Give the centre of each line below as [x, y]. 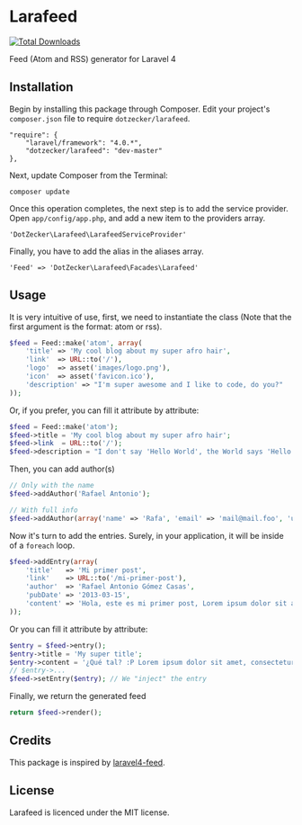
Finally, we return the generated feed [78, 696]
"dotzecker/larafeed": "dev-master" [94, 150]
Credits [31, 741]
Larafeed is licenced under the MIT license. [89, 812]
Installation [41, 87]
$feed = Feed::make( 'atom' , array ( [76, 343]
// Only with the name [52, 486]
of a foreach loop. [42, 545]
